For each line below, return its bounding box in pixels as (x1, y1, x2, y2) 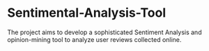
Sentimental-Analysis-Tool (7, 5, 166, 21)
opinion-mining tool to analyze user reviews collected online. (7, 35, 182, 43)
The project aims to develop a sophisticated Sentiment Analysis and (7, 28, 202, 36)
